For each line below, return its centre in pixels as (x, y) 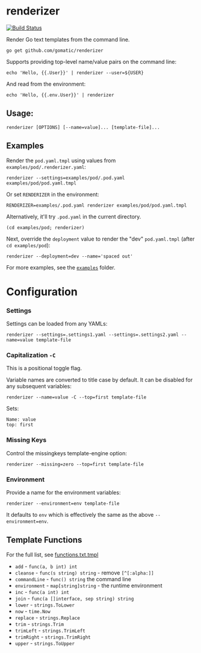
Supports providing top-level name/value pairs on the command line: (91, 62)
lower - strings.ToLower (45, 605)
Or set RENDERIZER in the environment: (53, 194)
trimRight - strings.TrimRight (53, 637)
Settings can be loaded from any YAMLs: (57, 324)
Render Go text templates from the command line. (68, 39)
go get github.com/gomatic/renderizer (55, 50)
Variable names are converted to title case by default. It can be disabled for (100, 380)
